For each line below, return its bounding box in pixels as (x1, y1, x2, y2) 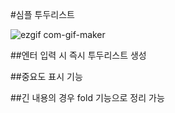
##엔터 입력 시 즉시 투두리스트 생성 (10, 49, 147, 61)
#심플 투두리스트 (10, 9, 75, 20)
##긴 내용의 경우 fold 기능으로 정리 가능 (10, 92, 165, 103)
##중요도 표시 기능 (10, 71, 83, 82)
